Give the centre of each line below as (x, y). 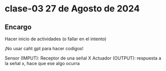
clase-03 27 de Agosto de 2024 (72, 9)
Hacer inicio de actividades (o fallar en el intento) (56, 39)
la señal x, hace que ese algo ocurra (42, 63)
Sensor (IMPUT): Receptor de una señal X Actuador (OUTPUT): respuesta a (83, 58)
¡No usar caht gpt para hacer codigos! (44, 48)
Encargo (18, 27)
